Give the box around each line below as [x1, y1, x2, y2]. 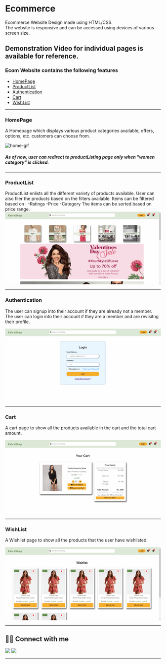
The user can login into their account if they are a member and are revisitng [5, 313, 159, 319]
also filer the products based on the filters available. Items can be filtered [5, 196, 154, 201]
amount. [5, 430, 22, 436]
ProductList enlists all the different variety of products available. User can [5, 191, 155, 197]
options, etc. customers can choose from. [5, 133, 90, 139]
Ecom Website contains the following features [5, 67, 119, 74]
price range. [5, 206, 30, 212]
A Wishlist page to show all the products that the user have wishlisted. [5, 537, 148, 543]
